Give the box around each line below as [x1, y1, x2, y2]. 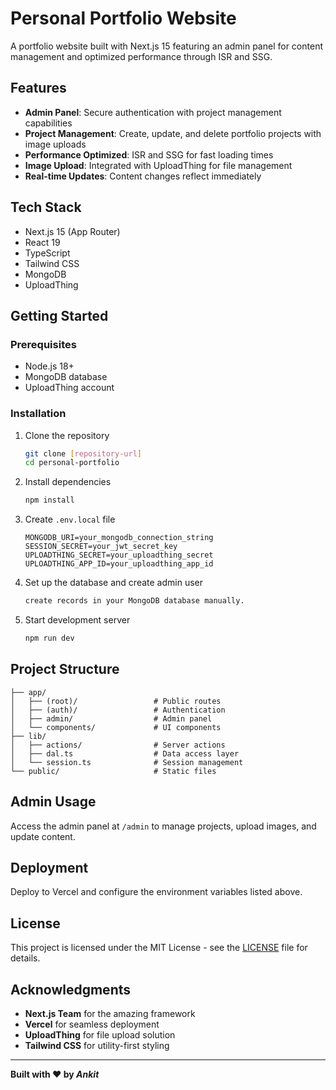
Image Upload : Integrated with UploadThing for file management [24, 159, 293, 171]
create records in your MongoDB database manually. [24, 596, 245, 606]
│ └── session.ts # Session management [10, 757, 244, 767]
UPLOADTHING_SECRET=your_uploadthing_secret [24, 550, 214, 561]
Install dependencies [24, 476, 112, 488]
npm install [24, 495, 75, 506]
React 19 [24, 236, 61, 248]
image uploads [24, 138, 87, 150]
